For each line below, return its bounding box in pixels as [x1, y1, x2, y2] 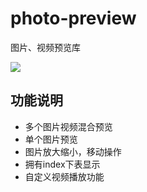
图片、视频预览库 [10, 41, 81, 53]
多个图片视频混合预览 [24, 120, 113, 132]
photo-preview [10, 7, 137, 30]
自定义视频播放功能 [24, 170, 105, 182]
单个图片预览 [24, 133, 78, 145]
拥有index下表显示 [24, 158, 101, 170]
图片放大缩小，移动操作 [24, 145, 122, 157]
